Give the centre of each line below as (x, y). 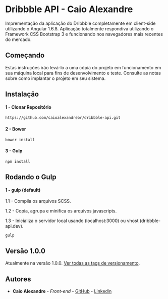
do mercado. (18, 39)
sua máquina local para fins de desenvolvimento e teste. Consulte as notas (83, 73)
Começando (25, 55)
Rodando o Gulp (31, 177)
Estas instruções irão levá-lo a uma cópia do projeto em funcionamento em (83, 67)
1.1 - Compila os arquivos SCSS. (38, 201)
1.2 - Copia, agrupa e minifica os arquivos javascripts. (61, 211)
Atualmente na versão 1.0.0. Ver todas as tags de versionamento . (73, 263)
